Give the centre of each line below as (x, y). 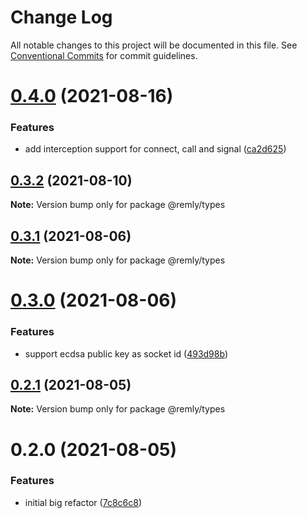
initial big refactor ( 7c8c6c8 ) (83, 502)
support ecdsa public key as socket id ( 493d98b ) (126, 353)
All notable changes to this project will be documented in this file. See (154, 45)
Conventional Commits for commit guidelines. (104, 55)
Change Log (61, 17)
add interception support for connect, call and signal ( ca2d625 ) (155, 149)
